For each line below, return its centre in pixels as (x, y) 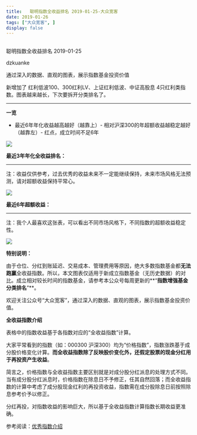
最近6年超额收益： (28, 204)
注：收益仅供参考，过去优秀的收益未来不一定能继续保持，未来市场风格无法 (96, 174)
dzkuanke (18, 63)
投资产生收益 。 (34, 359)
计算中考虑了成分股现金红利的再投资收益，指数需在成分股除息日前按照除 (103, 386)
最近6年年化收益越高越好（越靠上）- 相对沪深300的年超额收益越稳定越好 (103, 125)
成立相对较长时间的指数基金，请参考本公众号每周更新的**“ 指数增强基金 (102, 280)
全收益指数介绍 (24, 320)
